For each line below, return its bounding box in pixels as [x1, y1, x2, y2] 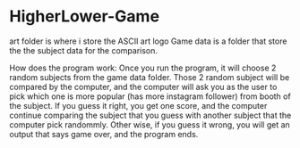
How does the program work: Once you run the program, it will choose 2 [9, 62, 277, 73]
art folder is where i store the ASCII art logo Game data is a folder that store [9, 36, 287, 46]
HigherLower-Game [9, 6, 159, 27]
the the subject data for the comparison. [9, 45, 159, 55]
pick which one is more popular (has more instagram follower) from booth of [9, 91, 291, 102]
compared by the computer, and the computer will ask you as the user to [9, 81, 278, 92]
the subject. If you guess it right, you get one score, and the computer [9, 100, 268, 111]
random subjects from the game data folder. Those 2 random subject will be [9, 71, 290, 82]
